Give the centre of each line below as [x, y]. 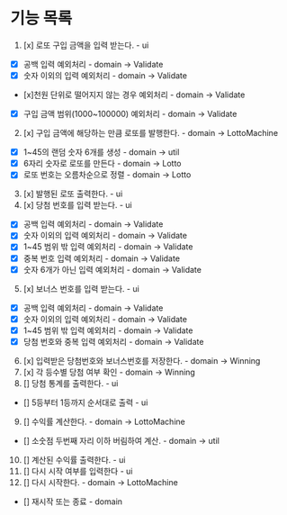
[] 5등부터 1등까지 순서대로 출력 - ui [85, 402]
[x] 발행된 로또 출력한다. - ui [73, 194]
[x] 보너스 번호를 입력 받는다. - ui [81, 288]
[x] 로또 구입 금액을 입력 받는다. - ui [86, 45]
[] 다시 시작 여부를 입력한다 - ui [78, 471]
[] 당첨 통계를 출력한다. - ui [71, 383]
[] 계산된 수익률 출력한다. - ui [74, 459]
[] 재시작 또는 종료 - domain [73, 501]
